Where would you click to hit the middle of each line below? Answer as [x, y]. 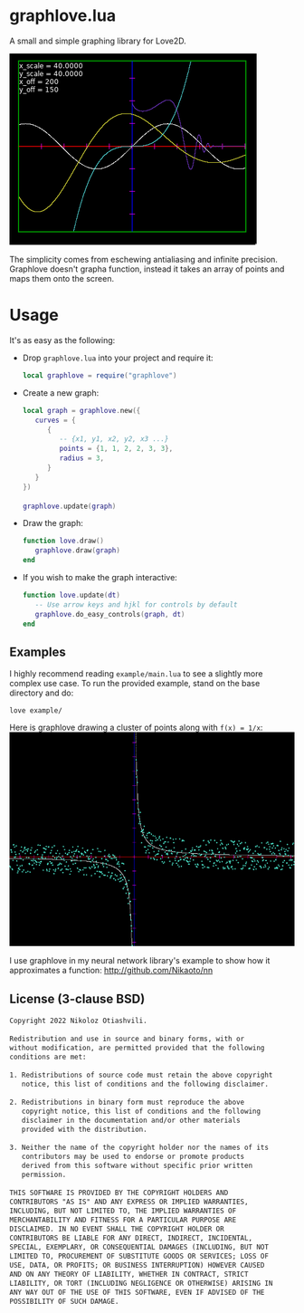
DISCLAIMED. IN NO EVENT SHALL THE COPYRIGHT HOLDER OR [117, 1229]
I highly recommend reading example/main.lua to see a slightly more [136, 674]
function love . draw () [63, 541]
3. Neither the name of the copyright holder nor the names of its [139, 1148]
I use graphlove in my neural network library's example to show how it [140, 961]
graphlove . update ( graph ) [69, 506]
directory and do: [42, 693]
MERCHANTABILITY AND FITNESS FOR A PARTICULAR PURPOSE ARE [123, 1220]
